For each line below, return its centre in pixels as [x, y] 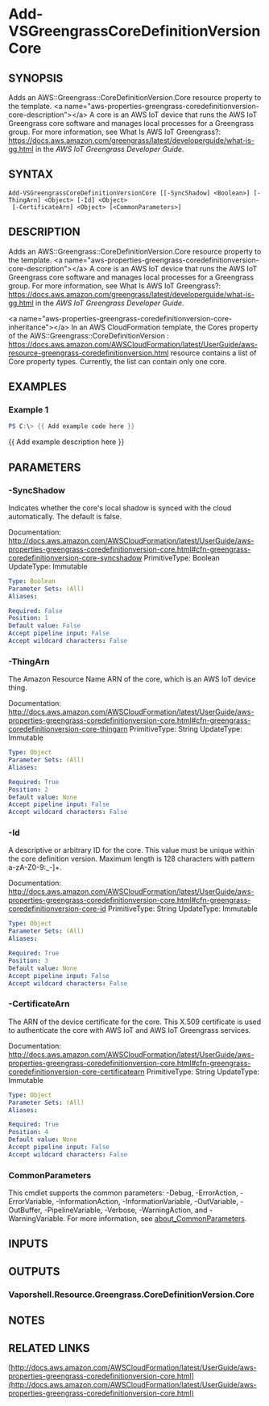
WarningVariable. [37, 1219]
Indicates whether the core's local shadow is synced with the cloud [120, 508]
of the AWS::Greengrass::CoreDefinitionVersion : [89, 335]
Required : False [35, 611]
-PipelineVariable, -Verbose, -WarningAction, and [126, 1210]
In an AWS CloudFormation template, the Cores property [165, 327]
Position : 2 [28, 789]
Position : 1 [28, 619]
